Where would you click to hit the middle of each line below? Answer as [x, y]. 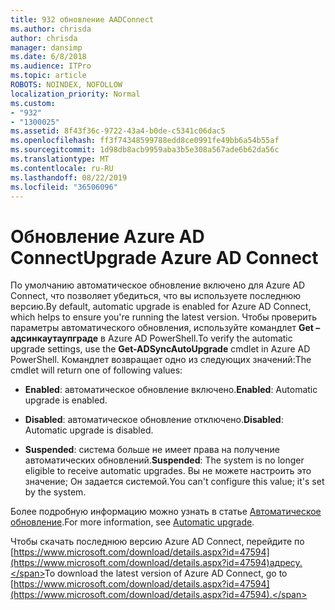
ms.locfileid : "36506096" [64, 187]
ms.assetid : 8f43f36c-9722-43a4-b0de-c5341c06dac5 [118, 131]
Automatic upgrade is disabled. [89, 430]
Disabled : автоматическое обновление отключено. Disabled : [154, 420]
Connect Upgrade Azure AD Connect [164, 257]
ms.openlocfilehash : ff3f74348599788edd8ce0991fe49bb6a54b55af [145, 141]
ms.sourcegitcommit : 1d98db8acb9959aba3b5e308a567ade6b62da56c [145, 150]
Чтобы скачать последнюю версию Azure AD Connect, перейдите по [157, 542]
